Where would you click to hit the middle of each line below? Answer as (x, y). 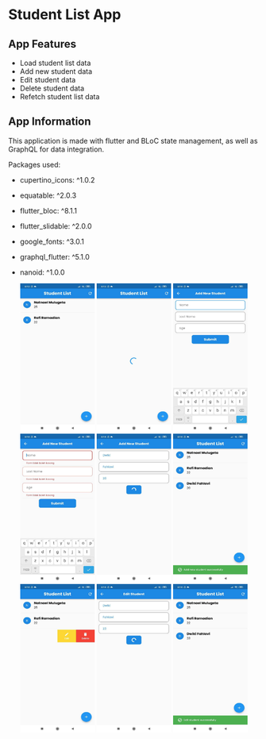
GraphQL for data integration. (56, 149)
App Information (50, 122)
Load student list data (55, 63)
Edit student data (48, 80)
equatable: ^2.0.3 (48, 195)
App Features (42, 44)
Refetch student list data (60, 96)
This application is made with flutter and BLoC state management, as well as (133, 140)
